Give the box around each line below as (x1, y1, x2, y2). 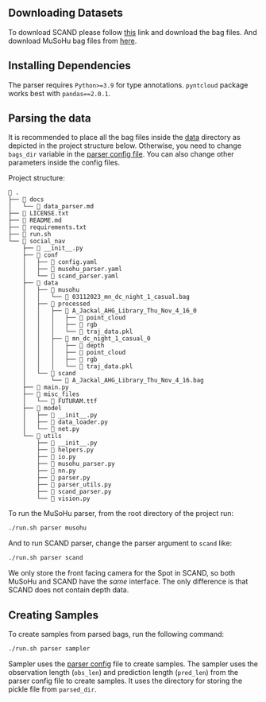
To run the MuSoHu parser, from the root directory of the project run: (8, 509, 234, 518)
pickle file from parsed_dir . (8, 684, 97, 694)
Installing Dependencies (8, 59, 131, 72)
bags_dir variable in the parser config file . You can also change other (8, 149, 234, 159)
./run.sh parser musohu (8, 524, 87, 532)
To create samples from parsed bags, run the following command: (8, 630, 225, 638)
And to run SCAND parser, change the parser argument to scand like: (8, 538, 233, 548)
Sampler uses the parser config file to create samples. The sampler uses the (8, 659, 258, 669)
